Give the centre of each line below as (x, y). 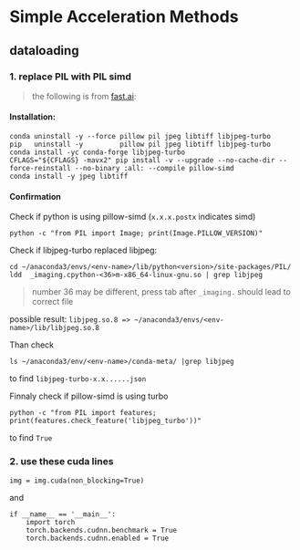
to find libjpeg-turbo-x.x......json (78, 379)
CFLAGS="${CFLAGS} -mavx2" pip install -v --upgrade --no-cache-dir (142, 161)
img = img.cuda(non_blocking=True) (77, 481)
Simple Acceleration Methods (124, 17)
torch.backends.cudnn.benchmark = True (102, 530)
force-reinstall (40, 169)
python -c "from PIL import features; (83, 413)
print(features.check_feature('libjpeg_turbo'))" (106, 421)
